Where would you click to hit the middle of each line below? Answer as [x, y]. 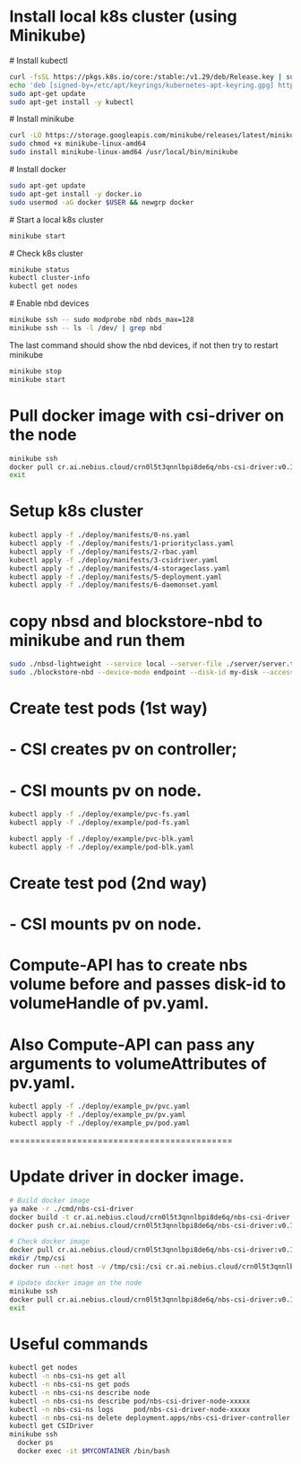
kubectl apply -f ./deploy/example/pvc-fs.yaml [100, 815]
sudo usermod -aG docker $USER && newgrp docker [102, 202]
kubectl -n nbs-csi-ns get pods [69, 1385]
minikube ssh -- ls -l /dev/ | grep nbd [86, 328]
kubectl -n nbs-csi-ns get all [68, 1376]
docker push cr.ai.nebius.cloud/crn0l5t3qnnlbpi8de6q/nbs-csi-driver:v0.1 [152, 1225]
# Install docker [38, 170]
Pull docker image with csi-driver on [147, 415]
